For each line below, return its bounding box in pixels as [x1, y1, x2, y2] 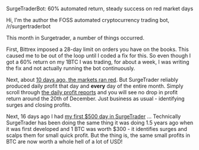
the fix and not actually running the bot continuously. [6, 65, 135, 72]
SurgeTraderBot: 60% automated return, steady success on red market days [6, 5, 194, 12]
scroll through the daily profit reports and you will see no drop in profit [6, 89, 178, 95]
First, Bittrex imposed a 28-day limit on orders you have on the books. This [6, 46, 189, 53]
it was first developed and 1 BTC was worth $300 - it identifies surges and [6, 126, 187, 132]
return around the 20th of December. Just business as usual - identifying [6, 95, 185, 102]
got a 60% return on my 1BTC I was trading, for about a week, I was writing [6, 59, 189, 65]
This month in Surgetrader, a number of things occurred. [6, 34, 144, 41]
